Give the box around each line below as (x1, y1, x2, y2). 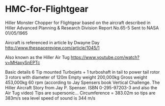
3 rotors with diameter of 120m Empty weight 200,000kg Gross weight (5, 74, 147, 80)
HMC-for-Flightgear (5, 3, 89, 15)
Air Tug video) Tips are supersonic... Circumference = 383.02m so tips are (5, 90, 156, 96)
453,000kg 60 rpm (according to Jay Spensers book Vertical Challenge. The (5, 79, 160, 85)
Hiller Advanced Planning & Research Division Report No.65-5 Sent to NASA (5, 25, 159, 30)
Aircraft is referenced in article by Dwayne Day (5, 39, 100, 45)
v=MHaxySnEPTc (5, 59, 40, 65)
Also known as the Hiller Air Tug (5, 54, 70, 60)
